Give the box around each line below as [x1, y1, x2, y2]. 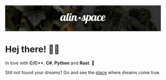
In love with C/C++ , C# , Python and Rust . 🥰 [5, 60, 95, 66]
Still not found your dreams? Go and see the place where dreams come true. [5, 69, 161, 75]
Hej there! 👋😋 [5, 44, 60, 54]
